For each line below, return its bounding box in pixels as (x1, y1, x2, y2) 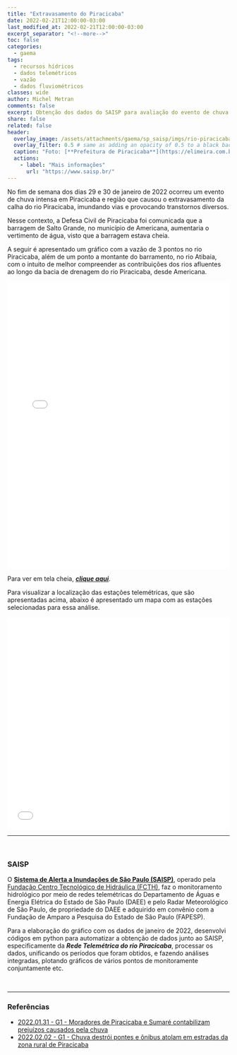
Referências (7, 1001, 50, 1011)
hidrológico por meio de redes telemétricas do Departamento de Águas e (7, 890, 220, 898)
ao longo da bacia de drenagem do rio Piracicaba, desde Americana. (7, 267, 207, 276)
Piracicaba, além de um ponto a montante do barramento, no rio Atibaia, (7, 252, 217, 261)
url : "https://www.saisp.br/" (25, 167, 115, 175)
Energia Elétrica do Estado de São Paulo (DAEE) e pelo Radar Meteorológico (7, 897, 229, 906)
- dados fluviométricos (13, 83, 83, 90)
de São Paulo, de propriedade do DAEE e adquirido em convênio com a (7, 905, 214, 914)
